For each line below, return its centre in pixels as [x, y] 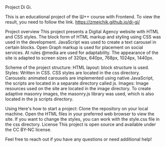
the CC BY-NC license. [28, 130]
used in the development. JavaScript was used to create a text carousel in [81, 42]
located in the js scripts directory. [39, 99]
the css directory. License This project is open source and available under [81, 124]
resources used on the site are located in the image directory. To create [78, 88]
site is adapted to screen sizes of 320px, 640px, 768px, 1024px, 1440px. [79, 58]
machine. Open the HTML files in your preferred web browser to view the [80, 114]
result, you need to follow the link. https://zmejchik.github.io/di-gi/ [73, 22]
